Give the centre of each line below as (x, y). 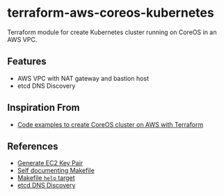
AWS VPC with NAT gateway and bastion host (83, 78)
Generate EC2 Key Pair (50, 163)
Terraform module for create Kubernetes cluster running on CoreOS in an (112, 32)
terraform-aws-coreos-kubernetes (111, 13)
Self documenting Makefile (56, 171)
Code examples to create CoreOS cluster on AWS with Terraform (110, 124)
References (33, 146)
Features (27, 62)
